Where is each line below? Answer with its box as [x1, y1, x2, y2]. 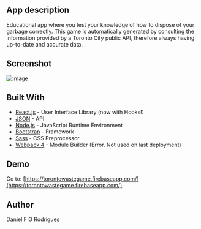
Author [6, 199, 34, 210]
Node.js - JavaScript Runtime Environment [15, 122, 123, 129]
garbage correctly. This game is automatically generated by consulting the [6, 28, 195, 35]
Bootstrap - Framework [15, 128, 75, 135]
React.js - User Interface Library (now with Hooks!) [15, 108, 144, 116]
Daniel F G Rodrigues [6, 216, 60, 223]
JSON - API [15, 115, 45, 122]
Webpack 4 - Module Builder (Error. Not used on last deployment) [15, 141, 182, 149]
